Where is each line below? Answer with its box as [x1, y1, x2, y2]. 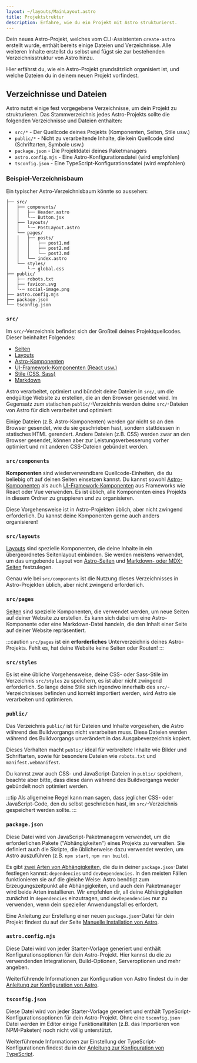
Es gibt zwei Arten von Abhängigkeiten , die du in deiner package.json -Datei [6, 863, 188, 870]
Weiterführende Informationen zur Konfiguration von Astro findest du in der [6, 975, 189, 982]
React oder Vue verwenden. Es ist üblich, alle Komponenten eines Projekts [6, 489, 187, 496]
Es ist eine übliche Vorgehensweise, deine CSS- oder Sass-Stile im [6, 671, 169, 678]
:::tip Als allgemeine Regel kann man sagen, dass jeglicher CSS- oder [6, 794, 173, 801]
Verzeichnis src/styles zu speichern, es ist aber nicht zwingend [6, 677, 162, 684]
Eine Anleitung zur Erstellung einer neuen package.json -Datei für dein [6, 912, 175, 919]
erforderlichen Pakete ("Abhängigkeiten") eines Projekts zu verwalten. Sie [6, 839, 185, 847]
